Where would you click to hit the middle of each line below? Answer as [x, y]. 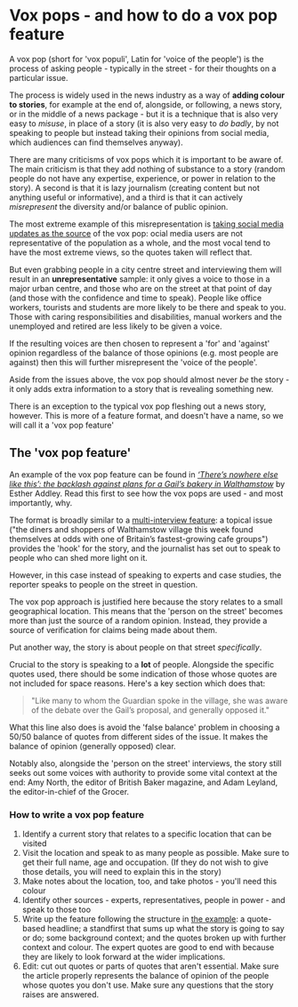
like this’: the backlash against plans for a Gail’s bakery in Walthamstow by [147, 484]
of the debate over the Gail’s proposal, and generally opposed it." [150, 710]
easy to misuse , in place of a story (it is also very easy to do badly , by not [144, 123]
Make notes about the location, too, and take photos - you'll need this [149, 882]
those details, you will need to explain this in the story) [122, 872]
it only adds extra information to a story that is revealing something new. [141, 388]
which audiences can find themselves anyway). [97, 142]
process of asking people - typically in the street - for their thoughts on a [143, 68]
